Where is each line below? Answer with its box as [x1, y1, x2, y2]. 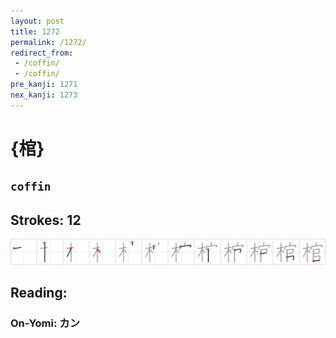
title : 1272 [10, 26, 60, 37]
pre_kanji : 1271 [10, 80, 78, 90]
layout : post [10, 16, 65, 26]
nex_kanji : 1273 [10, 90, 78, 100]
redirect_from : [10, 48, 74, 58]
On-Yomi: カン [10, 316, 81, 330]
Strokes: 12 [10, 211, 82, 229]
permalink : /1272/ [10, 37, 87, 47]
